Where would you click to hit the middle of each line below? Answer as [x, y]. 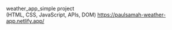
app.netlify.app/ [25, 21]
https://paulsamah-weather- [131, 15]
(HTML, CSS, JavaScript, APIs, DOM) [51, 15]
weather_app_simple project [40, 9]
